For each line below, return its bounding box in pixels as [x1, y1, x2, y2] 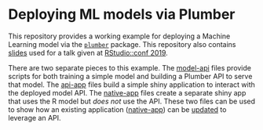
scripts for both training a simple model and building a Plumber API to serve [8, 71, 253, 81]
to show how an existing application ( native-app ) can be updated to [8, 104, 227, 114]
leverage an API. [8, 113, 61, 122]
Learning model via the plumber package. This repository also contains [8, 39, 236, 49]
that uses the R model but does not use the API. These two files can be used [8, 96, 256, 106]
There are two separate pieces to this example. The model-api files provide [8, 63, 251, 72]
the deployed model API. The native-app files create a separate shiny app [8, 88, 247, 97]
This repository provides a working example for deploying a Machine [8, 31, 231, 41]
